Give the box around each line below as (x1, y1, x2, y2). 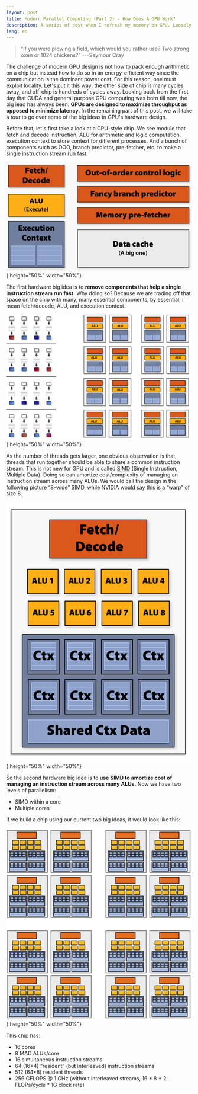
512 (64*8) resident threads (14, 1069, 83, 1076)
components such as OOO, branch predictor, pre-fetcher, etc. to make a (6, 144, 181, 151)
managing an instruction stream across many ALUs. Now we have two (6, 780, 181, 788)
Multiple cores (14, 804, 50, 811)
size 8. (6, 490, 22, 497)
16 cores (14, 1043, 36, 1050)
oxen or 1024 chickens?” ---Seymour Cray (20, 52, 124, 59)
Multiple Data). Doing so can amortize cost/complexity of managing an (6, 471, 178, 478)
